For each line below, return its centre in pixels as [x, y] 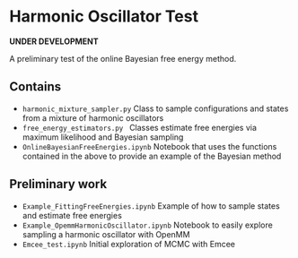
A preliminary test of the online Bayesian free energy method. [123, 58]
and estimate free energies [72, 215]
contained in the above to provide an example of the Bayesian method [152, 156]
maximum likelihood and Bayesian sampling [103, 137]
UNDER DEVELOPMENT [54, 41]
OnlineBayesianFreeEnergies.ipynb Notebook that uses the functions [149, 146]
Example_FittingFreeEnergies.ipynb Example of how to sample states [151, 206]
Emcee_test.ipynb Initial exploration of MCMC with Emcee [129, 244]
